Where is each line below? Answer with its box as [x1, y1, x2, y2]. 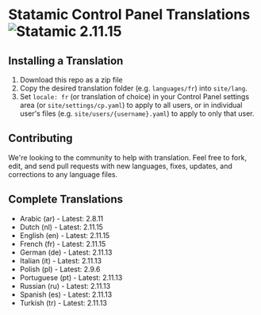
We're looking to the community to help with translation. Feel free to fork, [8, 152, 248, 162]
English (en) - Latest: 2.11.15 [19, 230, 110, 240]
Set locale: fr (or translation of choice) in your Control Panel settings [19, 92, 250, 101]
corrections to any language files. [8, 169, 118, 179]
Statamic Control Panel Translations [8, 6, 251, 24]
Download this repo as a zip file [19, 75, 123, 84]
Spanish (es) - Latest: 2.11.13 [19, 290, 113, 299]
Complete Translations [8, 193, 124, 206]
